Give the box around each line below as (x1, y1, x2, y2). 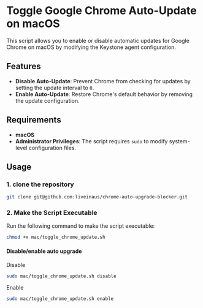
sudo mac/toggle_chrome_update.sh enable (6, 296, 114, 302)
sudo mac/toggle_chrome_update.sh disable (6, 273, 117, 279)
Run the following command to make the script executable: (6, 222, 155, 230)
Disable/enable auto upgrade (6, 247, 82, 255)
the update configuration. (15, 97, 80, 104)
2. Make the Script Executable (6, 209, 98, 217)
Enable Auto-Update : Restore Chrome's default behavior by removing (15, 90, 193, 98)
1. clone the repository (6, 180, 75, 189)
